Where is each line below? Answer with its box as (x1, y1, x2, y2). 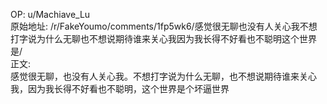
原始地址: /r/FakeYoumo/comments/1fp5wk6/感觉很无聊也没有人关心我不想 (10, 20, 318, 32)
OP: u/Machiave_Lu (10, 9, 91, 20)
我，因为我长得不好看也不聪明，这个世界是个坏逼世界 (10, 83, 230, 94)
